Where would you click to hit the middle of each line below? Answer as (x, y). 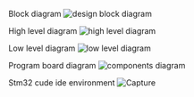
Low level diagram (42, 48)
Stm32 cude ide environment (62, 83)
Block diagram (35, 14)
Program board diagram (52, 65)
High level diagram (43, 31)
